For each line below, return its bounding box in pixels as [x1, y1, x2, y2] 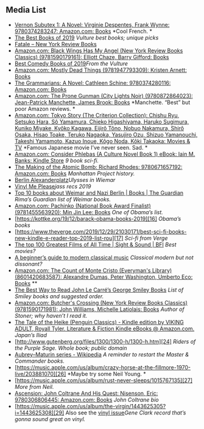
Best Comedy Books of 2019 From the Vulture [14, 60, 128, 67]
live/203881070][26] [14, 370, 66, 377]
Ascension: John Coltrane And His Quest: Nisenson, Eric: [14, 389, 158, 397]
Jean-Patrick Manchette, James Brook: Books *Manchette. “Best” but [14, 99, 191, 106]
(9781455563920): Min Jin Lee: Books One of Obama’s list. [14, 208, 164, 215]
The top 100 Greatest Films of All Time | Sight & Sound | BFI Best [14, 240, 177, 248]
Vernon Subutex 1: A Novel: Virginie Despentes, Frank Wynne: [14, 21, 170, 28]
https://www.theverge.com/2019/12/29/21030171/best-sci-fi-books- [16, 228, 187, 235]
